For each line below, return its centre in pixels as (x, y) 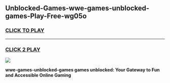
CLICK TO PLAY (25, 31)
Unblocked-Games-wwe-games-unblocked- (77, 8)
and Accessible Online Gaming (38, 75)
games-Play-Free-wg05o (46, 16)
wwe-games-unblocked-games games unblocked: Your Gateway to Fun (83, 69)
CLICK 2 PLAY (23, 49)
